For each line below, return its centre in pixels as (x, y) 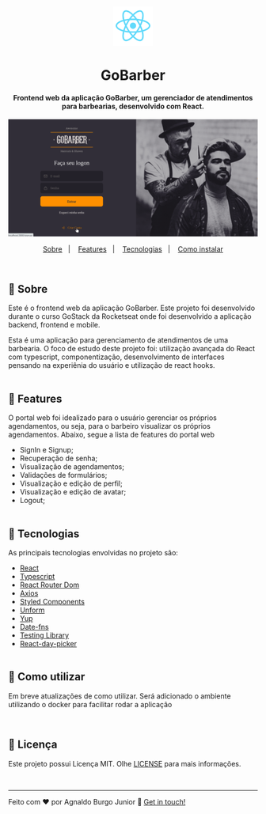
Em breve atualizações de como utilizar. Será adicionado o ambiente (120, 696)
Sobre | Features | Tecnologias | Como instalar (133, 249)
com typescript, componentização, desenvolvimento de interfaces (116, 357)
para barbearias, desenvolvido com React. (133, 106)
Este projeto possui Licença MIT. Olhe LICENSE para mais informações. (125, 763)
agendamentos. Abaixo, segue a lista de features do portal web (112, 435)
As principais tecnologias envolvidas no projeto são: (93, 553)
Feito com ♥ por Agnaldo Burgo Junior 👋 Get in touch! (97, 801)
